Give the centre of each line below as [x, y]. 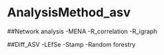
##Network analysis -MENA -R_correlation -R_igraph [82, 31]
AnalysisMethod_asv [69, 13]
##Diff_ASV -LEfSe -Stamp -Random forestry [71, 44]
